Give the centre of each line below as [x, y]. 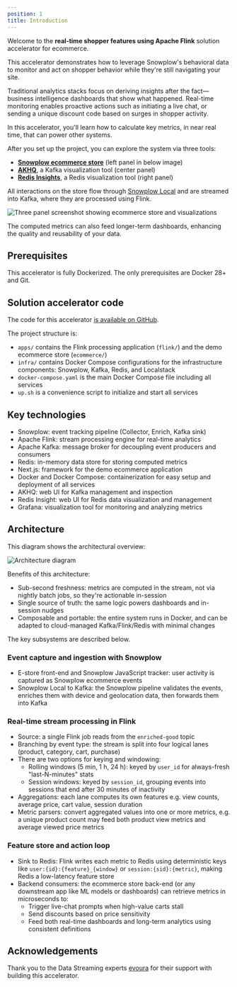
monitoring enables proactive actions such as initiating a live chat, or [107, 106]
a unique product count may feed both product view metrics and [112, 820]
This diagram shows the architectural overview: [76, 546]
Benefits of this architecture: [49, 574]
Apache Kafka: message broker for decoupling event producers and [117, 447]
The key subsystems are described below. [69, 639]
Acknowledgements [53, 951]
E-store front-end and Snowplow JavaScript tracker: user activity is [116, 673]
